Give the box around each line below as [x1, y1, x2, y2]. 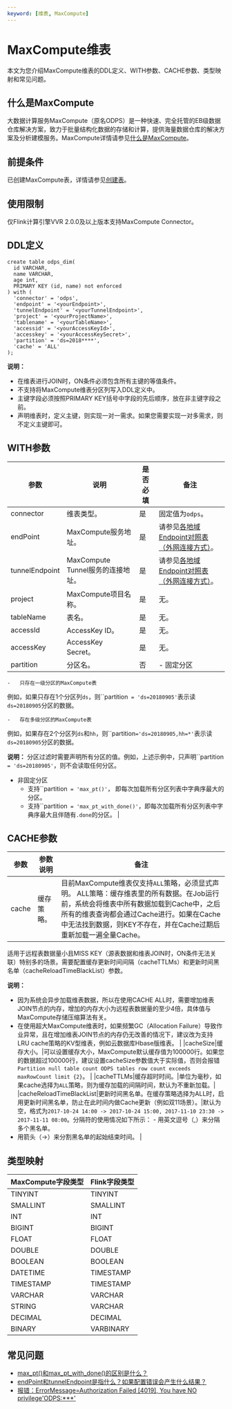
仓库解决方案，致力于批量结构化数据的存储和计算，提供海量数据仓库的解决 [7, 125, 219, 133]
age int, [13, 276, 39, 283]
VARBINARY [90, 1324, 130, 1334]
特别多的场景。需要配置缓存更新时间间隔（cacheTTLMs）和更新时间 [19, 958, 214, 966]
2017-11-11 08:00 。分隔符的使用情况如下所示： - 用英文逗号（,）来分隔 [17, 1115, 220, 1124]
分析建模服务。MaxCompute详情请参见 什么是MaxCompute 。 [19, 134, 193, 142]
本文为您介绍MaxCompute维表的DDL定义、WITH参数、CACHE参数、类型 [7, 66, 215, 75]
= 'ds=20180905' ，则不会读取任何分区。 [7, 761, 121, 769]
